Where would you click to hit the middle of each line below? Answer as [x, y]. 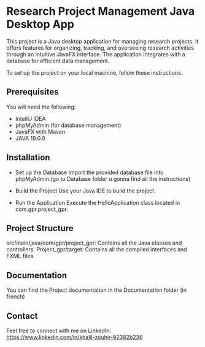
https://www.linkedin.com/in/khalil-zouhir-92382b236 [75, 337]
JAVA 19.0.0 [30, 138]
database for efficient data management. [58, 61]
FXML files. [21, 256]
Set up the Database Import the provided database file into [89, 172]
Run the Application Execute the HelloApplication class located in [98, 202]
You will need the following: [41, 107]
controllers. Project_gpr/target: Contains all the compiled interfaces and [97, 250]
